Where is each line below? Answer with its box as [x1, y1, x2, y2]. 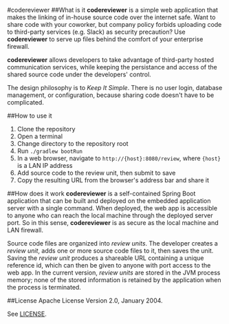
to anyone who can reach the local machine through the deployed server [7, 211, 213, 219]
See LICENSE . [7, 310, 47, 318]
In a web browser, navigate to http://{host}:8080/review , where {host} [17, 154, 221, 162]
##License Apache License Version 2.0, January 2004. [7, 296, 163, 305]
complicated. [7, 98, 45, 106]
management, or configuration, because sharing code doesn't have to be [7, 91, 215, 99]
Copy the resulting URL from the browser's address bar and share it [17, 176, 210, 184]
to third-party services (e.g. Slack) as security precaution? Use [7, 28, 186, 36]
